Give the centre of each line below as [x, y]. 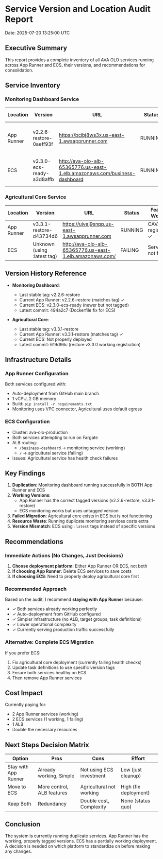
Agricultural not [98, 787]
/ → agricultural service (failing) [51, 453]
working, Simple [56, 776]
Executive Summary [36, 48]
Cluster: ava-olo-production [40, 432]
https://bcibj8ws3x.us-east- [92, 135]
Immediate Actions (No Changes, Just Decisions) [64, 555]
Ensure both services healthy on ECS [49, 672]
